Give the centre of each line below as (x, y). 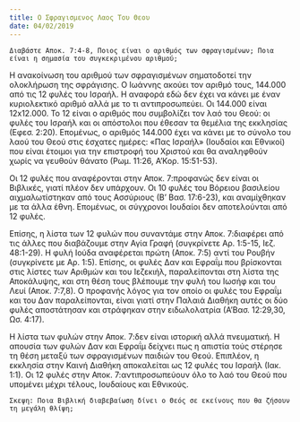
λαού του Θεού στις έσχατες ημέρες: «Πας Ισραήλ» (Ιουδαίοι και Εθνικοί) (147, 142)
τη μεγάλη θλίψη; (42, 409)
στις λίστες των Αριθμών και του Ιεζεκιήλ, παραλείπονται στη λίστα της (144, 271)
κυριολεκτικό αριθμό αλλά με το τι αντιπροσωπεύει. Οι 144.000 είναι (138, 103)
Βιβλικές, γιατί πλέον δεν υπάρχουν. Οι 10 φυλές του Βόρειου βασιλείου (145, 187)
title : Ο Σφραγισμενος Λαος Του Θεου (80, 17)
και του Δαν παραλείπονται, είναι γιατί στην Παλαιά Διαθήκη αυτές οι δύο (149, 300)
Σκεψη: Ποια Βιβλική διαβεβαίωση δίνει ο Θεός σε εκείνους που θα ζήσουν (150, 400)
